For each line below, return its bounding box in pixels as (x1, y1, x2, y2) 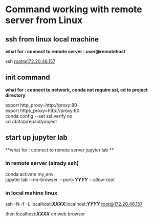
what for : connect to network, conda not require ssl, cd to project (5, 86, 148, 93)
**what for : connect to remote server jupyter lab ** (5, 147, 114, 153)
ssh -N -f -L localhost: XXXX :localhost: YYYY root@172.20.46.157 (5, 201, 143, 207)
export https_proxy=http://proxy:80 (5, 107, 80, 114)
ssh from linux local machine (5, 35, 99, 43)
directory (5, 92, 26, 98)
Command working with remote (5, 4, 142, 15)
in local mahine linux (5, 189, 58, 196)
